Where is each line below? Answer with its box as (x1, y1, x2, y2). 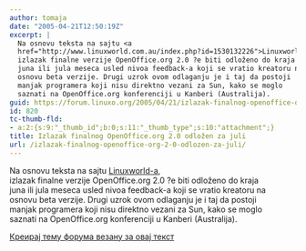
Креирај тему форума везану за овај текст (9, 231, 175, 242)
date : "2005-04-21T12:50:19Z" (9, 22, 125, 31)
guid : (9, 97, 30, 107)
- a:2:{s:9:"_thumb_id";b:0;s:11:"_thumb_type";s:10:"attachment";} (9, 124, 275, 133)
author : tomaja (9, 13, 67, 23)
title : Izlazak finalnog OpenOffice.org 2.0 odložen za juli (9, 132, 247, 141)
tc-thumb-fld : (9, 115, 64, 124)
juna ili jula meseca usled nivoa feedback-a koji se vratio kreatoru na (9, 184, 267, 196)
